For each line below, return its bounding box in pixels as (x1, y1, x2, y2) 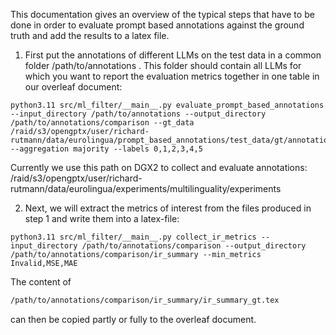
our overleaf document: (24, 81, 123, 93)
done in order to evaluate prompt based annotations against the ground (10, 19, 305, 31)
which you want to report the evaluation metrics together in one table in (24, 70, 320, 82)
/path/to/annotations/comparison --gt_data (10, 118, 195, 128)
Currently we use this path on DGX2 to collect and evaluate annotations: (10, 162, 308, 173)
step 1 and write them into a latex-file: (24, 213, 180, 224)
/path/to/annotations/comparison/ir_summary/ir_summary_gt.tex (10, 295, 280, 305)
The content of (10, 276, 72, 288)
